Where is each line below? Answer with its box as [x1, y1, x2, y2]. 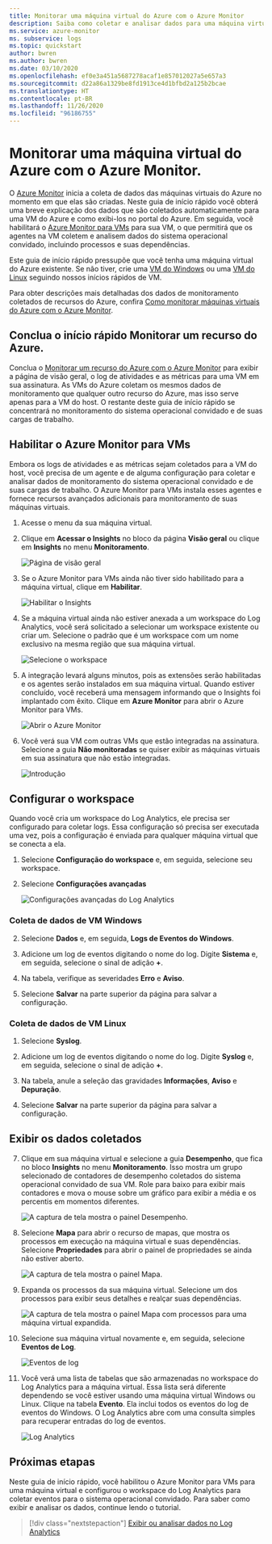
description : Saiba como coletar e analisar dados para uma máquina [9, 19, 245, 27]
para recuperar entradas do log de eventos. [20, 1416, 166, 1426]
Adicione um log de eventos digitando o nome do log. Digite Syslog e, [20, 1051, 254, 1061]
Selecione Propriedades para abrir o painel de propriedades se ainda [20, 1245, 253, 1255]
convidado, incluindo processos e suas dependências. [9, 239, 190, 249]
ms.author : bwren [9, 57, 68, 65]
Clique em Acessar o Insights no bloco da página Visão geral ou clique [20, 533, 260, 543]
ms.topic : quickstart [9, 42, 82, 50]
